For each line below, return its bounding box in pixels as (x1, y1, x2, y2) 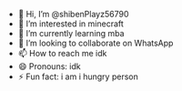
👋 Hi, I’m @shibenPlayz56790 (17, 9, 129, 19)
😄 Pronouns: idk (17, 61, 81, 72)
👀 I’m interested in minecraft (17, 18, 125, 29)
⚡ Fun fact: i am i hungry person (17, 71, 138, 82)
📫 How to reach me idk (17, 48, 107, 58)
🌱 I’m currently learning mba (17, 28, 125, 38)
